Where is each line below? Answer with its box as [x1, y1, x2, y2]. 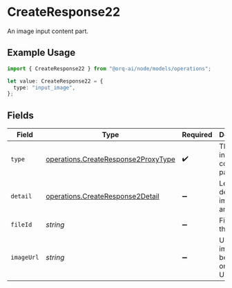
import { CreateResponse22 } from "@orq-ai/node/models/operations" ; [7, 65, 212, 72]
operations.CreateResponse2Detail [46, 192, 160, 201]
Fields [7, 110, 35, 121]
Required [182, 130, 213, 140]
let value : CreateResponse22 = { [7, 77, 104, 85]
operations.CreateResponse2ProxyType [46, 154, 176, 164]
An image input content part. [7, 27, 88, 35]
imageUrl [10, 254, 39, 262]
